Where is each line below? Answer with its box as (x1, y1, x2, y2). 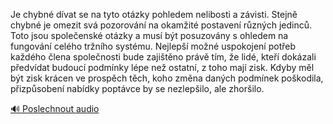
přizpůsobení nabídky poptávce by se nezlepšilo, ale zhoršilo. (10, 83, 265, 94)
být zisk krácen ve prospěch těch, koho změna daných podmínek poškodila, (10, 72, 324, 84)
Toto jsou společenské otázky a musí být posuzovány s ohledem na (10, 30, 289, 41)
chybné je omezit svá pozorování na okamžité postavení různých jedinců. (10, 19, 312, 31)
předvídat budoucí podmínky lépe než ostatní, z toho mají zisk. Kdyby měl (10, 62, 315, 73)
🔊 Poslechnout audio (10, 103, 100, 114)
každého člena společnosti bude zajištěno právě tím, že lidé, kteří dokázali (10, 51, 317, 63)
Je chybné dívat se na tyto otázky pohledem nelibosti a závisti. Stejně (10, 9, 298, 20)
